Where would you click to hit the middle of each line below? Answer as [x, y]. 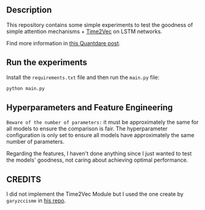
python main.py [26, 88]
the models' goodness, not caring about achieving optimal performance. [97, 160]
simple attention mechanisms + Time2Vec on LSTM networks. [85, 31]
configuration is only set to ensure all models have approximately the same [100, 135]
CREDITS [24, 179]
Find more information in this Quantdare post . [63, 43]
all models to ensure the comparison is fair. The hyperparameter [87, 129]
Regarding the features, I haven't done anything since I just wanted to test [99, 154]
